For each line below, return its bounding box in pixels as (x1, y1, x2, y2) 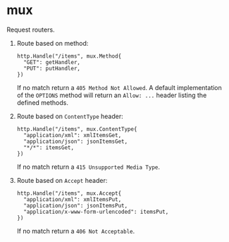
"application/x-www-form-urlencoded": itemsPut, (23, 208, 169, 215)
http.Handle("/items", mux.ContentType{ (16, 125, 137, 132)
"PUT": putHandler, (23, 65, 80, 72)
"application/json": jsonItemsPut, (23, 202, 128, 209)
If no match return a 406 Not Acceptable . (16, 227, 135, 235)
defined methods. (16, 98, 68, 107)
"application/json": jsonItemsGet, (23, 138, 128, 145)
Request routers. (6, 25, 55, 34)
